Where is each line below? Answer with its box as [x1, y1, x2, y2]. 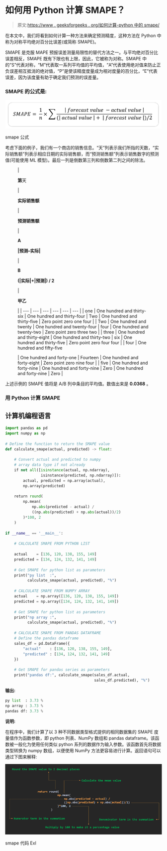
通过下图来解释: [5, 753, 37, 760]
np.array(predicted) [23, 483, 66, 488]
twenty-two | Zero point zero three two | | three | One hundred [17, 329, 145, 335]
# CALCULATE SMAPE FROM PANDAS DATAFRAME [14, 631, 101, 636]
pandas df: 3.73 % [5, 709, 43, 713]
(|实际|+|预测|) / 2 [17, 278, 55, 284]
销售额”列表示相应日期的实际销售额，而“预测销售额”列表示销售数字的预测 [9, 151, 159, 157]
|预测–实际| [17, 248, 41, 254]
